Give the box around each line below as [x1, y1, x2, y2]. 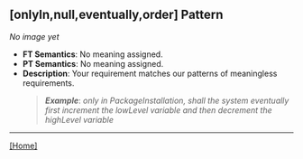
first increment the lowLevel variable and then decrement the [44, 104, 272, 116]
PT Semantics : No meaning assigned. [22, 58, 164, 69]
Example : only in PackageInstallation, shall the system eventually [44, 95, 289, 106]
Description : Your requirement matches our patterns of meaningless [22, 68, 278, 79]
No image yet [9, 31, 60, 42]
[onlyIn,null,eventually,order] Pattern [9, 7, 224, 23]
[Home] [9, 140, 38, 151]
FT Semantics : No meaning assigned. [22, 49, 164, 60]
